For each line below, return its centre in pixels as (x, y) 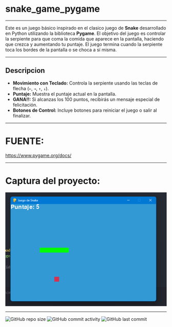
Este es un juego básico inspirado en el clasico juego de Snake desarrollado (86, 28)
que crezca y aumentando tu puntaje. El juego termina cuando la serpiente (84, 44)
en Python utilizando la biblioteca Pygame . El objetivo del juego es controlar (86, 33)
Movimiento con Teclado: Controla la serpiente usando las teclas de (85, 83)
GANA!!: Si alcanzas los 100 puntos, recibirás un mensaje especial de (86, 99)
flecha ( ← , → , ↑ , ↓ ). (31, 88)
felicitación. (25, 105)
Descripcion (25, 70)
